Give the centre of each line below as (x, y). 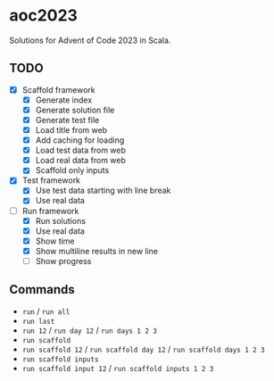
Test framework (51, 180)
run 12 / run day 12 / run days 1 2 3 (90, 330)
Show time (55, 241)
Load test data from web (81, 150)
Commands (42, 290)
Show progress (63, 261)
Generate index (64, 100)
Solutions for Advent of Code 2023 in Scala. (90, 40)
